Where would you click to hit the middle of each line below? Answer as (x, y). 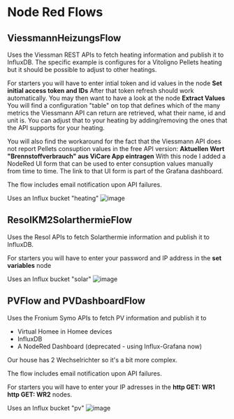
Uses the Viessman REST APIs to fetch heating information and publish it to (116, 55)
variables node (29, 265)
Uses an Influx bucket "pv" (46, 408)
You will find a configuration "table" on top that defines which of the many (114, 105)
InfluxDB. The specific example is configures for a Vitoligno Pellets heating (115, 62)
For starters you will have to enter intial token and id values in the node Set (115, 83)
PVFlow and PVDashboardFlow (76, 301)
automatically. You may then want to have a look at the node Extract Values (116, 98)
